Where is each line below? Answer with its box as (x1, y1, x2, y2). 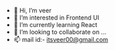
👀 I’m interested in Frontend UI (13, 14, 99, 22)
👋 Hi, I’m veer (13, 7, 52, 14)
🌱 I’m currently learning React (13, 21, 98, 28)
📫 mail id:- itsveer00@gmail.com (13, 36, 108, 43)
